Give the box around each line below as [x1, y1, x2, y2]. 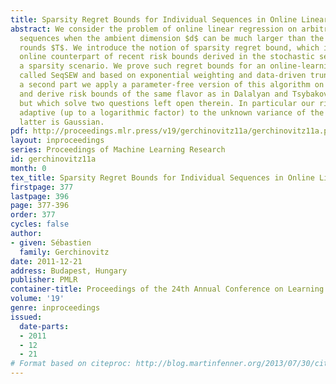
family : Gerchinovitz [19, 247, 110, 257]
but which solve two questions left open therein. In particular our [19, 98, 315, 108]
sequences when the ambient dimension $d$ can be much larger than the [19, 33, 325, 43]
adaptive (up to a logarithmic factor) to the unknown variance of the [19, 107, 325, 118]
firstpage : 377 [10, 182, 74, 192]
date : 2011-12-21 [10, 256, 83, 266]
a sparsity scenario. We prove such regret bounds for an [19, 61, 267, 71]
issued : [10, 312, 43, 322]
